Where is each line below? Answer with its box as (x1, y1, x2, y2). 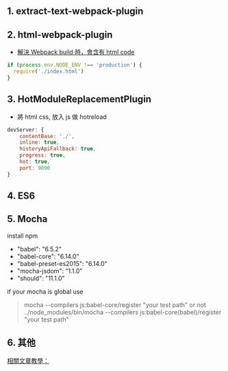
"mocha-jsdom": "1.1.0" (16, 267, 83, 275)
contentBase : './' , (19, 133, 75, 139)
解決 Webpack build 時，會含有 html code (16, 48, 135, 56)
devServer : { (7, 126, 45, 133)
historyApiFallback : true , (19, 146, 97, 153)
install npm (7, 232, 38, 240)
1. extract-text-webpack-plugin (7, 5, 144, 17)
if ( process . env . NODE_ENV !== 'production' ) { (7, 62, 142, 69)
